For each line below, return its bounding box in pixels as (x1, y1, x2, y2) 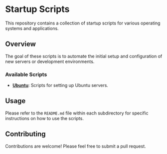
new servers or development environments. (5, 58, 95, 64)
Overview (5, 40, 36, 48)
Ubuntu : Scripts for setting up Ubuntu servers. (12, 82, 109, 88)
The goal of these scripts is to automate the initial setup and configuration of (5, 53, 163, 59)
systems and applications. (5, 25, 59, 31)
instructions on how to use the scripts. (5, 115, 84, 121)
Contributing (5, 130, 46, 138)
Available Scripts (5, 71, 47, 78)
